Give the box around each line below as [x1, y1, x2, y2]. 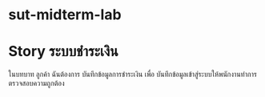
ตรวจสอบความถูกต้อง [8, 79, 65, 88]
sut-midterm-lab [8, 6, 122, 24]
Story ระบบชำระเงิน [8, 42, 118, 61]
